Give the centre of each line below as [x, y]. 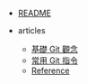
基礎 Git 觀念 [54, 49]
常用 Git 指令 [54, 61]
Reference [50, 70]
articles [32, 30]
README [35, 13]
